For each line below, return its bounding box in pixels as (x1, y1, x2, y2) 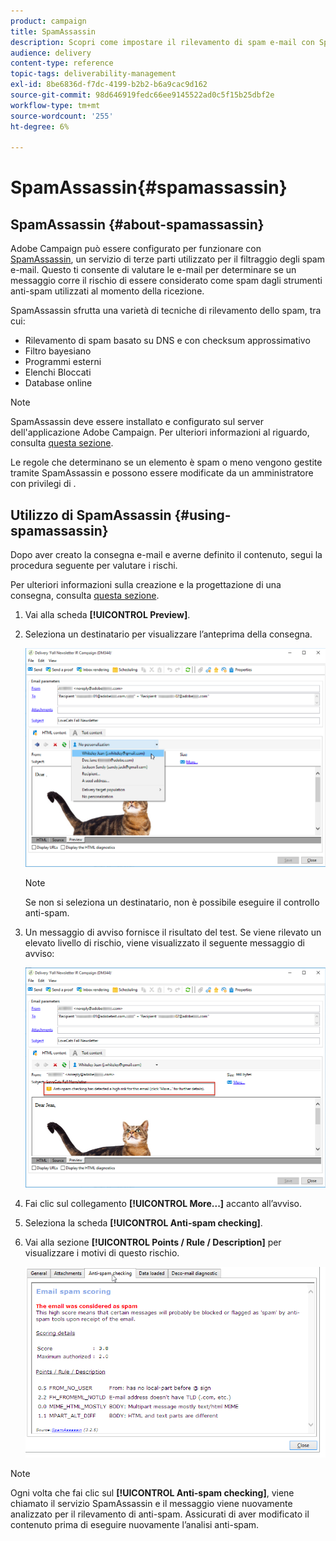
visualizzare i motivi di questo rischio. (24, 1246, 180, 1259)
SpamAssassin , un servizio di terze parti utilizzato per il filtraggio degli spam (10, 253, 325, 265)
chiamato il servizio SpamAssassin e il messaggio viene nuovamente (10, 1497, 293, 1509)
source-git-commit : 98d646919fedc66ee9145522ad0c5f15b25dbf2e (10, 90, 275, 100)
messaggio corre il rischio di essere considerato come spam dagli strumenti (10, 275, 323, 287)
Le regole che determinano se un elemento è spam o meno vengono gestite (10, 456, 323, 469)
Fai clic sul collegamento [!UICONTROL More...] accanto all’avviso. (24, 1197, 303, 1209)
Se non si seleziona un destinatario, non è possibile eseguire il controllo (24, 896, 320, 909)
